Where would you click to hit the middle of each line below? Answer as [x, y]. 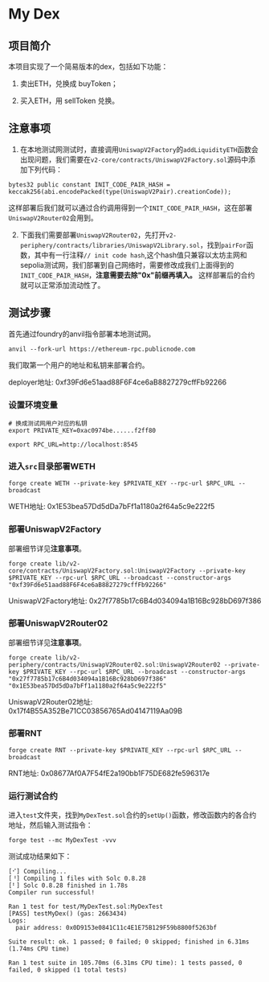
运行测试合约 [33, 796]
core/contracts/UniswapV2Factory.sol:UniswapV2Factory [102, 571]
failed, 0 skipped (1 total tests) [68, 970]
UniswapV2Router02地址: [51, 701]
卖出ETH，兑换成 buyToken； [69, 84]
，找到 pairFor [223, 244]
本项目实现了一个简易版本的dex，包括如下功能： [88, 66]
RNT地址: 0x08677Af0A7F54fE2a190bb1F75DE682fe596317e [109, 774]
